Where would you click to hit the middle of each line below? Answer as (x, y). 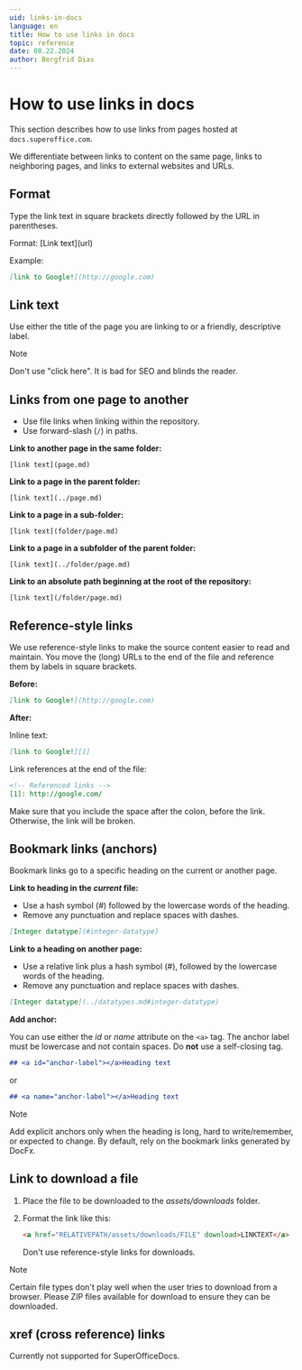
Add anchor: (33, 1019)
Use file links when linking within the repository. (111, 421)
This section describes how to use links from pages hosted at (124, 129)
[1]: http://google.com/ (56, 794)
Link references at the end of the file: (78, 768)
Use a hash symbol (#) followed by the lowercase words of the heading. (156, 906)
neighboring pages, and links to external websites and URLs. (122, 166)
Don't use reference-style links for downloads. (109, 1252)
